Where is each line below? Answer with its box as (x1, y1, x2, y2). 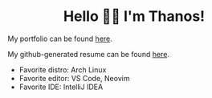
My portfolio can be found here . (7, 34, 113, 43)
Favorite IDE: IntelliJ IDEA (18, 82, 104, 92)
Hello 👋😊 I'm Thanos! (63, 7, 206, 26)
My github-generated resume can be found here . (7, 49, 170, 59)
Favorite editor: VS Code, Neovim (18, 73, 130, 83)
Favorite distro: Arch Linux (18, 64, 107, 75)
